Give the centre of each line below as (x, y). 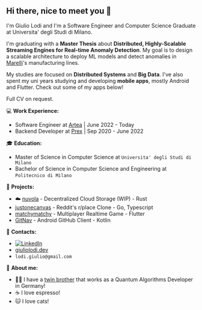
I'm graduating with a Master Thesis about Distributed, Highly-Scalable (96, 43)
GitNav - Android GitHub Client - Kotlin (63, 220)
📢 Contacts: (21, 231)
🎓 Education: (24, 143)
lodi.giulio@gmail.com (43, 257)
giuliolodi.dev (32, 249)
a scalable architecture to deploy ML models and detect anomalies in (91, 56)
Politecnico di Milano (43, 175)
